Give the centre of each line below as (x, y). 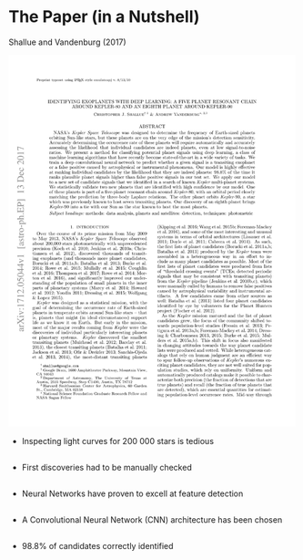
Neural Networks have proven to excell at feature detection (132, 493)
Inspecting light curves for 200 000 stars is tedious (118, 441)
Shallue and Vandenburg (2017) (67, 42)
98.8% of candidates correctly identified (97, 545)
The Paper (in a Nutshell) (104, 17)
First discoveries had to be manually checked (106, 468)
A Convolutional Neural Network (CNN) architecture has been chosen (152, 519)
